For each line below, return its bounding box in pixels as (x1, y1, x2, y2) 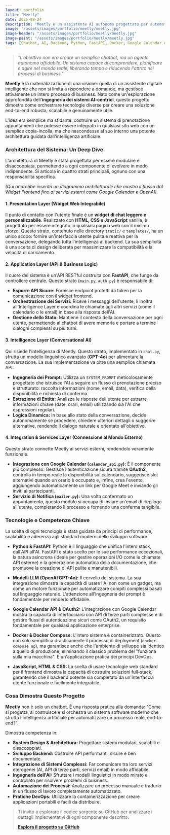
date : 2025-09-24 (5, 17, 42, 22)
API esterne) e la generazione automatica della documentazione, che (12, 560, 157, 566)
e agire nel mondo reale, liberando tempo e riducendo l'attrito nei (17, 65, 154, 71)
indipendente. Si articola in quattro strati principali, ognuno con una (5, 168, 146, 175)
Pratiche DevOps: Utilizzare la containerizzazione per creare (12, 793, 140, 799)
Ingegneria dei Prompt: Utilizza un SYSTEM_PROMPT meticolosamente (12, 374, 153, 380)
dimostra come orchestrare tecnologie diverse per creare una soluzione (5, 102, 155, 108)
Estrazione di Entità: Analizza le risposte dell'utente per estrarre (12, 396, 147, 402)
